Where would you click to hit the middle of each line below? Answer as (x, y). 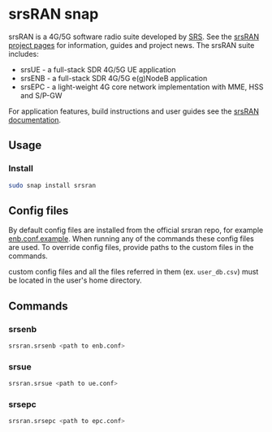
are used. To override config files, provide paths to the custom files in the (131, 248)
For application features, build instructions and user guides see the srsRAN (134, 111)
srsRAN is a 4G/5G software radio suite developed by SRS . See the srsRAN (134, 37)
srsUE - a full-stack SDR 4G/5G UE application (98, 69)
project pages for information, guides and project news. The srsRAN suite (132, 45)
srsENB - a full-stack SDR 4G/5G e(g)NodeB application (114, 78)
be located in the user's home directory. (75, 280)
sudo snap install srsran (52, 185)
